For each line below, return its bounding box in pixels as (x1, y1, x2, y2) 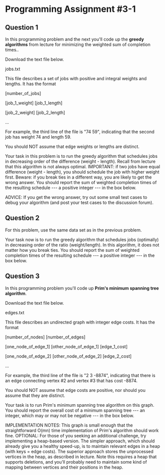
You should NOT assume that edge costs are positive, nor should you (5, 387, 146, 393)
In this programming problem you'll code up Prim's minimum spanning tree (5, 285, 159, 291)
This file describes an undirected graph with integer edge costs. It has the (5, 319, 155, 325)
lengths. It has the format (5, 81, 56, 87)
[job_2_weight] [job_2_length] (5, 110, 66, 115)
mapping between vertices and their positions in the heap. (5, 464, 123, 470)
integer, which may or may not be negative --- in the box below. (5, 412, 134, 419)
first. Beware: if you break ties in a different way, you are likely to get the (5, 174, 152, 180)
